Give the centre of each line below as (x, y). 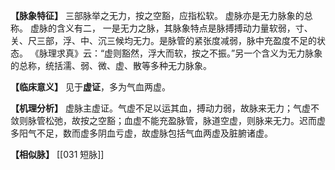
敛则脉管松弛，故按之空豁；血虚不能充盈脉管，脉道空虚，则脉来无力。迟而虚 (168, 120)
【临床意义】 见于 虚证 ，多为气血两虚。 (90, 87)
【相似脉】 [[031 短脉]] (57, 154)
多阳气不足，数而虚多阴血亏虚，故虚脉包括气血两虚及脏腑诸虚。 (141, 133)
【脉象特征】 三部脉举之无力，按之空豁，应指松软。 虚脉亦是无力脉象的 (157, 15)
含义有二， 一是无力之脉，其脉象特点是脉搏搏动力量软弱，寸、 (184, 28)
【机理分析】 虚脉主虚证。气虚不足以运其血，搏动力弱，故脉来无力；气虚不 (165, 108)
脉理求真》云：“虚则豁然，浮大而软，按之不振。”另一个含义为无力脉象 (180, 53)
